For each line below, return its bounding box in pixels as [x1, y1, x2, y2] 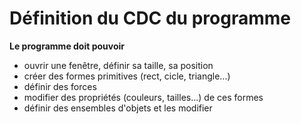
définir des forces [23, 80, 97, 92]
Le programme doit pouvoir [9, 40, 126, 52]
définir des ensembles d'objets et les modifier [23, 102, 213, 114]
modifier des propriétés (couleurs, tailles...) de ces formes [23, 91, 264, 103]
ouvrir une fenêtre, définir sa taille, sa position [23, 59, 214, 71]
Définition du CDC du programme [9, 7, 291, 30]
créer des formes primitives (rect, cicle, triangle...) [23, 70, 231, 82]
